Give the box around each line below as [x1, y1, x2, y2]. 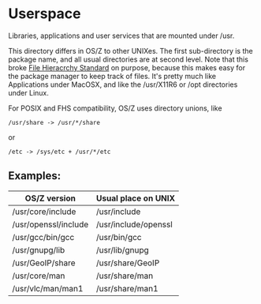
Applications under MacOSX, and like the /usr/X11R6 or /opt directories [8, 80, 238, 89]
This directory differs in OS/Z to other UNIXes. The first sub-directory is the [8, 46, 254, 55]
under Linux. [8, 88, 50, 97]
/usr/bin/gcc [95, 231, 142, 242]
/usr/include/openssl [95, 219, 173, 230]
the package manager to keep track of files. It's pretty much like [8, 71, 217, 81]
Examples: [8, 169, 62, 182]
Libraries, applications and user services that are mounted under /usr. [8, 31, 235, 40]
